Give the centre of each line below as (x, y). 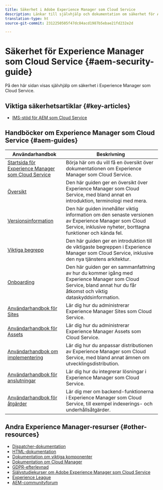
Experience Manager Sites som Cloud (109, 311)
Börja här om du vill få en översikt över (110, 162)
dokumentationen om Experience (104, 168)
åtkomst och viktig (87, 291)
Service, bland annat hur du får (101, 285)
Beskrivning (111, 154)
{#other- (133, 427)
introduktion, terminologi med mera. (106, 201)
